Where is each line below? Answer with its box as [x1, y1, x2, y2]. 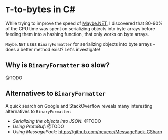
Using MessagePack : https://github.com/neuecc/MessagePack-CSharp [12, 128, 163, 135]
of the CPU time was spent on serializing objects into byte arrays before [5, 25, 155, 31]
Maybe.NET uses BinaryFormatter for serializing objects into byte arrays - [5, 41, 155, 47]
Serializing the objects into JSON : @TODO [12, 118, 101, 124]
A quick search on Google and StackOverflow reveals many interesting [5, 102, 153, 109]
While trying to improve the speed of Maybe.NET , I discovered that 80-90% [5, 20, 163, 26]
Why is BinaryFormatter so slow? [5, 61, 110, 69]
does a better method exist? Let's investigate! [5, 46, 100, 52]
